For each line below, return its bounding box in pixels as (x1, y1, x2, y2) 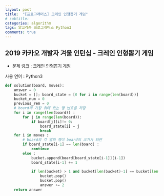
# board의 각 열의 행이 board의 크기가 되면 (22, 137, 102, 142)
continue (31, 147, 49, 152)
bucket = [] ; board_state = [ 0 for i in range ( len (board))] (14, 92, 139, 97)
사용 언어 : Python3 (5, 73, 43, 79)
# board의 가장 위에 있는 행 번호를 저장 (14, 106, 86, 111)
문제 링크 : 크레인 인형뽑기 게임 (12, 63, 71, 69)
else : (22, 151, 36, 156)
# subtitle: (5, 16, 29, 21)
